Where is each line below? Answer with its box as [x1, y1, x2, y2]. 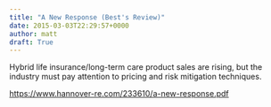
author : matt [9, 29, 58, 38]
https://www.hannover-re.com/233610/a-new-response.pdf [9, 88, 229, 99]
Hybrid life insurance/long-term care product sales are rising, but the [9, 62, 263, 73]
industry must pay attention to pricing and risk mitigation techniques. [9, 72, 262, 82]
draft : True [9, 37, 53, 47]
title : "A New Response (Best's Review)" [9, 12, 166, 22]
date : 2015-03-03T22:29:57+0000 [9, 21, 129, 30]
